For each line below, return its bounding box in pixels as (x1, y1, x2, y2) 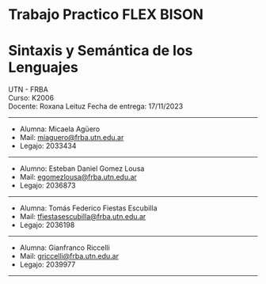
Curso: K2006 (8, 93, 54, 103)
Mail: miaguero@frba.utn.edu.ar (19, 133, 124, 142)
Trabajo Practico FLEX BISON (8, 6, 204, 24)
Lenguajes (8, 59, 79, 77)
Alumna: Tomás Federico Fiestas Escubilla (19, 203, 158, 213)
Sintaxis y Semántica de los (8, 42, 193, 60)
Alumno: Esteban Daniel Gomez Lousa (19, 164, 145, 173)
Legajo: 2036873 (19, 180, 76, 191)
